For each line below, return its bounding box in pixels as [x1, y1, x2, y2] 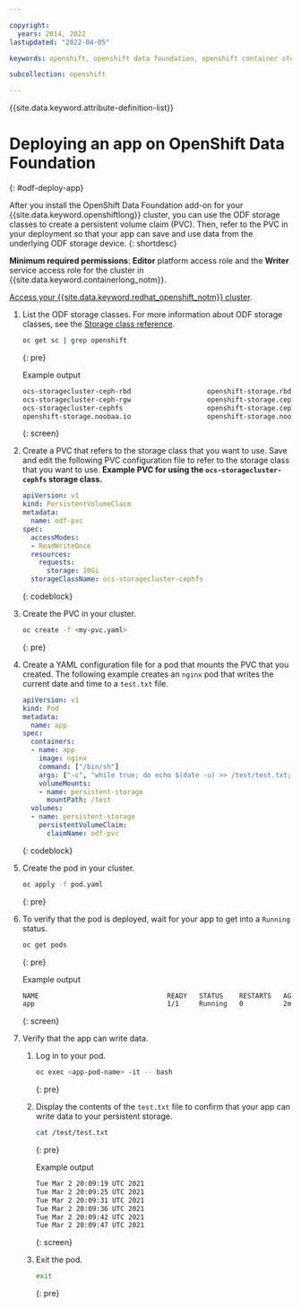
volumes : [30, 804, 64, 813]
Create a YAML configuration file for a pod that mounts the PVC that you [21, 659, 289, 670]
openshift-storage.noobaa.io [21, 411, 132, 421]
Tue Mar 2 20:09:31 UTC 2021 [35, 1196, 145, 1205]
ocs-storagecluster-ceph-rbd [21, 386, 132, 395]
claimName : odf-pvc [46, 828, 119, 838]
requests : [39, 558, 75, 567]
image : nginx [39, 754, 88, 763]
